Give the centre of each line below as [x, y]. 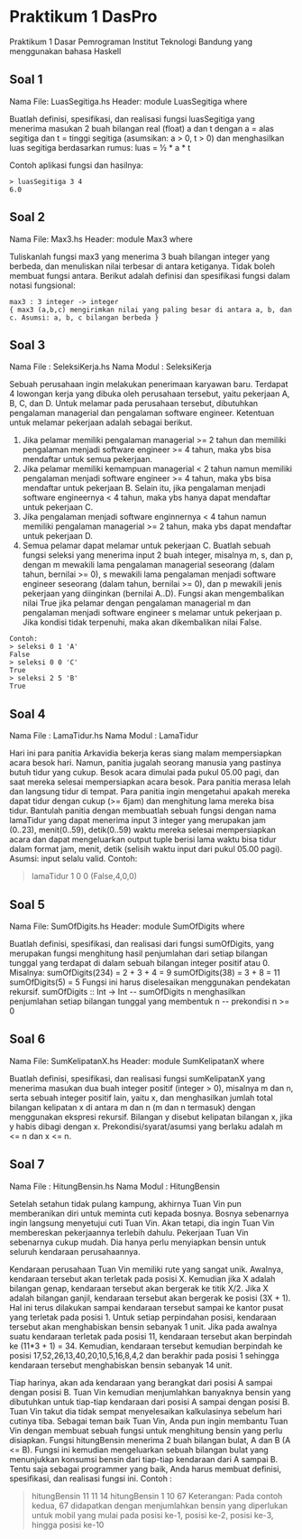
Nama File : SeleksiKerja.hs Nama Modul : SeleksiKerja [110, 366]
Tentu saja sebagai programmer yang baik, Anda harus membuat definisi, [146, 1469]
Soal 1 [26, 80]
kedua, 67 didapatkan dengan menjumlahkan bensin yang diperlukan [160, 1506]
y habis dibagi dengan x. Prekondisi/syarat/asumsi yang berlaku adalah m [146, 1126]
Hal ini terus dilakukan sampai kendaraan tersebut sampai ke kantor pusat [146, 1307]
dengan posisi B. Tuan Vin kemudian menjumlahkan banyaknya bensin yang [150, 1392]
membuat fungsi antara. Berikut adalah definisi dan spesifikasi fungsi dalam [150, 275]
